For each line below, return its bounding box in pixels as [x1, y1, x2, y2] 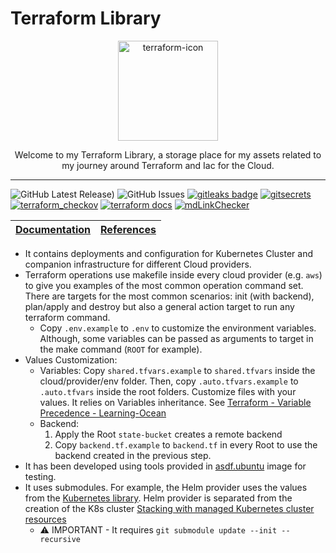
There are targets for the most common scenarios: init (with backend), [24, 290, 315, 302]
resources [24, 513, 67, 525]
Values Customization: [24, 353, 118, 366]
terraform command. [24, 311, 111, 323]
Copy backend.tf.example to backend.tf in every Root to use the [54, 438, 318, 451]
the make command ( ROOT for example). [39, 343, 203, 355]
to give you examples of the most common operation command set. [24, 279, 304, 291]
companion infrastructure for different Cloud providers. [24, 258, 252, 270]
